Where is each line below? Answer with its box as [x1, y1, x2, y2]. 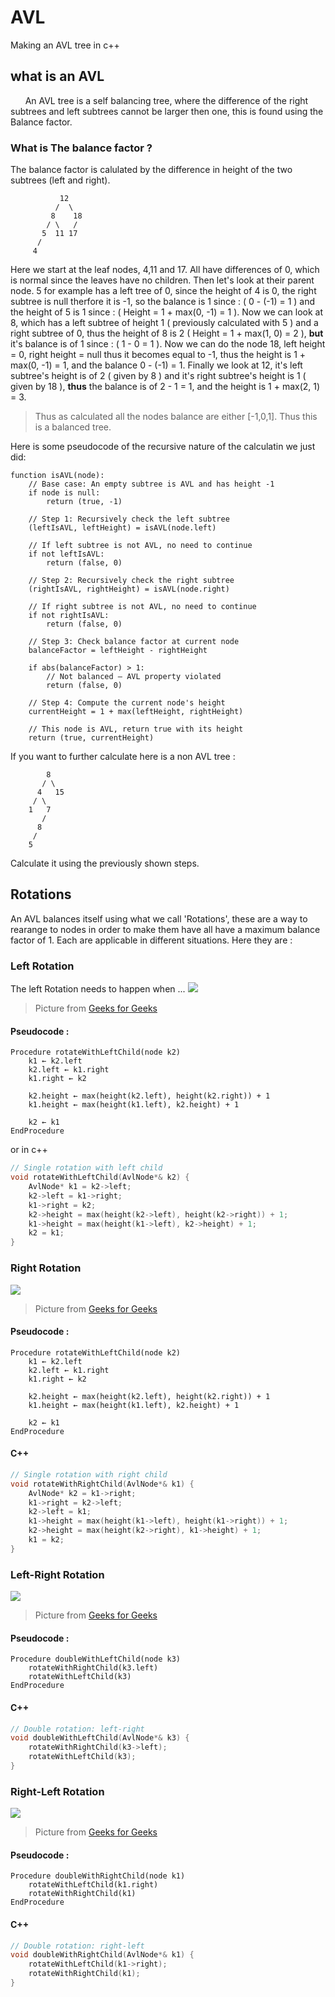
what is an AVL [10, 68, 105, 85]
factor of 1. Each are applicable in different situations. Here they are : [10, 934, 293, 946]
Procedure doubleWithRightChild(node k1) [10, 1871, 186, 1881]
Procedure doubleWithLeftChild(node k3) [10, 1654, 182, 1665]
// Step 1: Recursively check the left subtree [28, 514, 230, 525]
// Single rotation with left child [10, 1163, 163, 1173]
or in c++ [10, 1144, 48, 1156]
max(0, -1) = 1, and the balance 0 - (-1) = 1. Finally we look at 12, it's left [10, 359, 303, 371]
